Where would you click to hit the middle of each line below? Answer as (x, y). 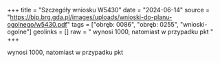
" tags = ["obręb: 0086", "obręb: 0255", (123, 24)
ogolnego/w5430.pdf (37, 24)
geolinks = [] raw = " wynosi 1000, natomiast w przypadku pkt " (123, 32)
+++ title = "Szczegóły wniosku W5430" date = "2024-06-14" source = (109, 10)
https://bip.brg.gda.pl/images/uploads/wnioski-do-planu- (91, 17)
